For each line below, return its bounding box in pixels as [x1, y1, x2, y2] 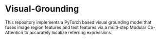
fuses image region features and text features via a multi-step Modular [5, 24, 147, 30]
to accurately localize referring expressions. [24, 29, 113, 35]
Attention [5, 29, 23, 35]
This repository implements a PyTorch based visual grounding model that [5, 19, 152, 25]
